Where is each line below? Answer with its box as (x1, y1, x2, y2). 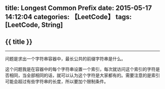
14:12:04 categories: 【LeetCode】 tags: (5, 13, 132, 21)
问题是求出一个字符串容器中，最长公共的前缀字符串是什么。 (5, 56, 126, 62)
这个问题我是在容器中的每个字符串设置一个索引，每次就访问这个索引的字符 (5, 66, 156, 72)
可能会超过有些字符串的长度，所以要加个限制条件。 (5, 79, 109, 85)
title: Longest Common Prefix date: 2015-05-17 (5, 4, 152, 12)
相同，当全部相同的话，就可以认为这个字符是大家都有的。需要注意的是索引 (9, 72, 160, 78)
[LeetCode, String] (5, 21, 63, 29)
